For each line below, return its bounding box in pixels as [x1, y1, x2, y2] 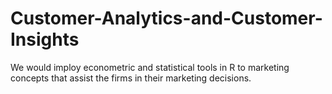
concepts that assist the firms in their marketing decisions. [10, 72, 252, 84]
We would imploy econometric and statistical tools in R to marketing [10, 61, 290, 73]
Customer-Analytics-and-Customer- [10, 7, 323, 30]
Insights [10, 28, 80, 51]
